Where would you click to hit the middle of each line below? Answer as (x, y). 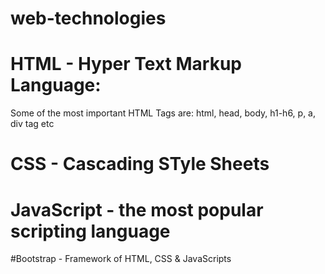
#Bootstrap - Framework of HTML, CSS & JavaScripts (121, 259)
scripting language (90, 231)
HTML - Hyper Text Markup (126, 64)
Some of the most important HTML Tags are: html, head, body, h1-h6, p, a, (163, 113)
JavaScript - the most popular (137, 209)
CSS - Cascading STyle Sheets (140, 164)
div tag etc (32, 124)
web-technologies (88, 18)
